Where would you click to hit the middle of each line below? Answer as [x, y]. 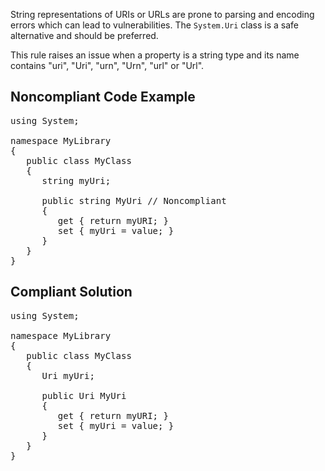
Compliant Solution [71, 292]
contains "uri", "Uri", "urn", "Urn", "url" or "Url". [107, 65]
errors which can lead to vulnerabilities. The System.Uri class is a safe [155, 25]
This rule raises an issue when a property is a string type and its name [155, 55]
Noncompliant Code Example [103, 97]
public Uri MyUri [84, 395]
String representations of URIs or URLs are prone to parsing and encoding [162, 14]
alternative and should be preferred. [84, 35]
